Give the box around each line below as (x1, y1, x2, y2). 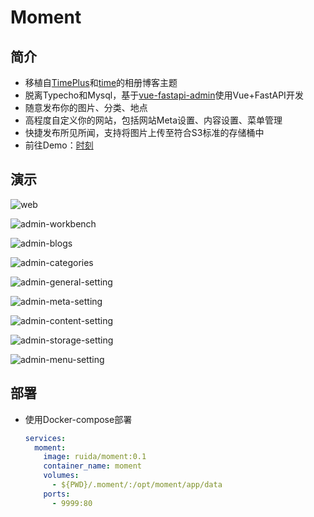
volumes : (43, 471, 80, 481)
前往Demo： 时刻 (24, 139, 94, 151)
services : (24, 433, 67, 443)
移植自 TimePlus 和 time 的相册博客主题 (24, 77, 178, 88)
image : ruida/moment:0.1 (43, 452, 147, 462)
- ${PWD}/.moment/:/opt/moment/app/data (51, 480, 223, 490)
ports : (43, 489, 71, 499)
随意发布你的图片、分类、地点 (24, 102, 148, 113)
